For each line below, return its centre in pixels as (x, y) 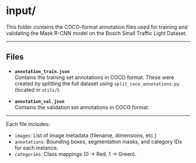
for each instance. (36, 148)
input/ (21, 11)
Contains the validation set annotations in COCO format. (82, 107)
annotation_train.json (42, 71)
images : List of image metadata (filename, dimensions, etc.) (85, 135)
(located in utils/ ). (38, 89)
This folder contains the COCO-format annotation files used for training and (97, 27)
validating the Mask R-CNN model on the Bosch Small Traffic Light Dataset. (97, 33)
